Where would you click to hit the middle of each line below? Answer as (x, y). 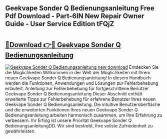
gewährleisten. (20, 131)
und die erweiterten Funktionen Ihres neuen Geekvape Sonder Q (72, 110)
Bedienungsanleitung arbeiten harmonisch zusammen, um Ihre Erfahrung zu (84, 115)
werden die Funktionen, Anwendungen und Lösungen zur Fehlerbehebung (82, 83)
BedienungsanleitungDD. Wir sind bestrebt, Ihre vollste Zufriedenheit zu (79, 126)
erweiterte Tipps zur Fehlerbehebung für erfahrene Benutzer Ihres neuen (80, 99)
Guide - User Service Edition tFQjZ (60, 24)
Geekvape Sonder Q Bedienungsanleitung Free (80, 8)
